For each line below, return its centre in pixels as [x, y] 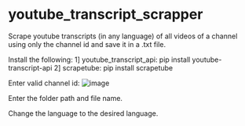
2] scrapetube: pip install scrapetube [113, 67]
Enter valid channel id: [44, 83]
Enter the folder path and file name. [66, 98]
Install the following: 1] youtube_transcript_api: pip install [99, 59]
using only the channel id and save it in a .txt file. [87, 44]
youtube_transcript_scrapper [106, 14]
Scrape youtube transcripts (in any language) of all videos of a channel [123, 36]
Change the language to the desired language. [83, 113]
